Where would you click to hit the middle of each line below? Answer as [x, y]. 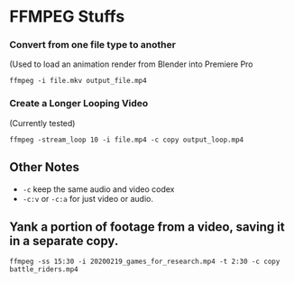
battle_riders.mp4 [44, 269]
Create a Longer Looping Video [79, 104]
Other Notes [44, 167]
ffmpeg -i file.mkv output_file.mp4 [78, 81]
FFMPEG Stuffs [67, 17]
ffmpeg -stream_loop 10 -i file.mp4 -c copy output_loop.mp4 [127, 140]
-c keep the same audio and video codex [98, 189]
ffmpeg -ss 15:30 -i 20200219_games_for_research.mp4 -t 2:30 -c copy [145, 262]
